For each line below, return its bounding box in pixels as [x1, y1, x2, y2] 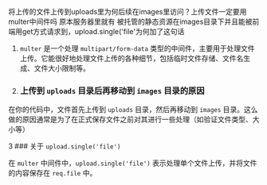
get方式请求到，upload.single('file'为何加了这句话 [22, 27, 185, 36]
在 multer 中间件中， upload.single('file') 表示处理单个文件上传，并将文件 [8, 158, 257, 168]
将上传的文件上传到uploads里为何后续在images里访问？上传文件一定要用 [8, 7, 247, 16]
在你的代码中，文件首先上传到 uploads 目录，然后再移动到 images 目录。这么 [8, 105, 258, 114]
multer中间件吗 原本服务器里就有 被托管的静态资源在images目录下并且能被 [8, 17, 253, 26]
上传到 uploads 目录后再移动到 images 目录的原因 [19, 85, 205, 96]
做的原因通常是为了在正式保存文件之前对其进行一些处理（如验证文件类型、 [8, 114, 253, 125]
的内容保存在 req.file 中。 [8, 168, 97, 178]
